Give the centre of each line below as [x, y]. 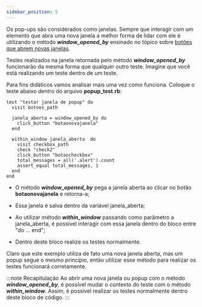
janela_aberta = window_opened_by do [59, 118]
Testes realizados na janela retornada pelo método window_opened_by [96, 60]
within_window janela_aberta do [54, 139]
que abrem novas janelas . [38, 48]
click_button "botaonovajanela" [58, 123]
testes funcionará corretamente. [46, 266]
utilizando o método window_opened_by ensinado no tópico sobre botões [99, 42]
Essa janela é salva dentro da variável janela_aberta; [80, 205]
